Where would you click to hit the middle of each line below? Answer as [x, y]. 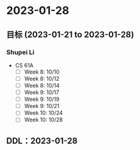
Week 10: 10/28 [43, 120]
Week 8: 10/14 [42, 85]
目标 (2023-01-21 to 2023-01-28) [70, 34]
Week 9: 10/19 [42, 99]
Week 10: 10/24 [44, 113]
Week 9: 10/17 [42, 92]
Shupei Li [20, 52]
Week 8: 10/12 [42, 78]
